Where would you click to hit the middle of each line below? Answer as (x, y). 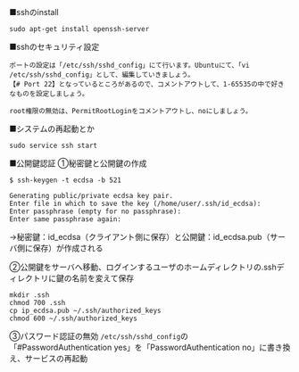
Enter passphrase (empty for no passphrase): (95, 211)
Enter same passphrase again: (66, 219)
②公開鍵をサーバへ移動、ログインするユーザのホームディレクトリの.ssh (143, 267)
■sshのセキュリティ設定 (54, 47)
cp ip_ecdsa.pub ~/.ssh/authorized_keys (86, 310)
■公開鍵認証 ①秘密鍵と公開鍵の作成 (78, 163)
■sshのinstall (34, 12)
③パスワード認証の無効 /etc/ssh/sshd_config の (99, 336)
